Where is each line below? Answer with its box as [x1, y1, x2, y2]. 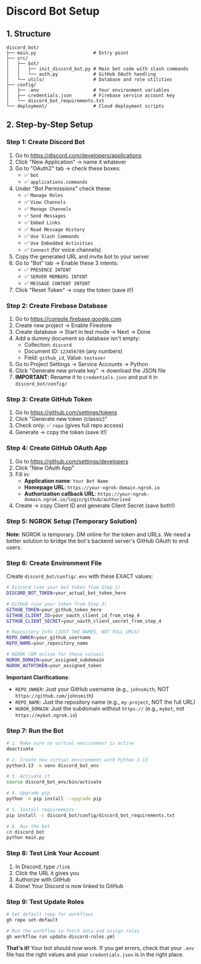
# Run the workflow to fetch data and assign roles [6, 928, 140, 934]
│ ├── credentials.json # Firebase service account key [6, 92, 175, 99]
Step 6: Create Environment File [6, 558, 102, 567]
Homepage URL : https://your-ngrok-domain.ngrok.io [24, 484, 160, 491]
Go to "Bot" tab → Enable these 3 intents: [15, 259, 118, 266]
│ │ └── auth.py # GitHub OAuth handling [6, 71, 156, 77]
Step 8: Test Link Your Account [6, 849, 100, 858]
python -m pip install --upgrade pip [6, 796, 102, 802]
